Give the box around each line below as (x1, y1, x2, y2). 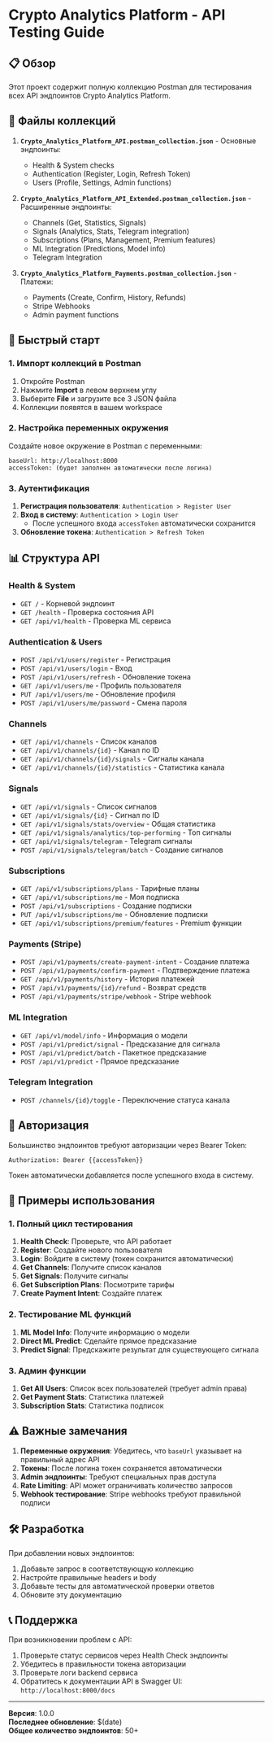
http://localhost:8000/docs (19, 1687, 115, 1695)
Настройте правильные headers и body (19, 1572, 157, 1582)
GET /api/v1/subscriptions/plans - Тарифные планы (19, 883, 200, 893)
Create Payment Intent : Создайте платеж (19, 1288, 162, 1299)
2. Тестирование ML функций (8, 1308, 132, 1320)
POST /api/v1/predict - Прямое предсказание (19, 1056, 180, 1066)
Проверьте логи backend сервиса (19, 1668, 138, 1678)
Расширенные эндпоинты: (19, 202, 112, 212)
